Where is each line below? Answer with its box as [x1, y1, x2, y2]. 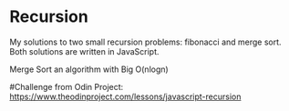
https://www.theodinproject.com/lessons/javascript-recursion [9, 91, 242, 102]
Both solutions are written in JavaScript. [9, 45, 160, 56]
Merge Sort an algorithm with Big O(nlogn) [9, 64, 169, 75]
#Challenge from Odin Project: [9, 81, 124, 92]
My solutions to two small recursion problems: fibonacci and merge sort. [9, 36, 282, 47]
